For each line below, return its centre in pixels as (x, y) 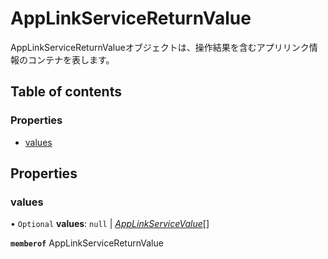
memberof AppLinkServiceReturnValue (87, 243)
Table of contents (66, 92)
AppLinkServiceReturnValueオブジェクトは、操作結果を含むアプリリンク (160, 47)
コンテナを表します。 (71, 59)
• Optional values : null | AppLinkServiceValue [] (110, 224)
